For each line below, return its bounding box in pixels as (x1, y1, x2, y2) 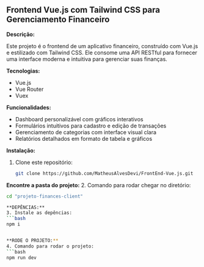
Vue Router (15, 85, 44, 93)
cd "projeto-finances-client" (6, 193, 84, 199)
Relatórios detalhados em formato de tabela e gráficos (15, 135, 153, 142)
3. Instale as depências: (6, 210, 72, 216)
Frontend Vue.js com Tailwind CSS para (6, 5, 161, 15)
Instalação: (6, 146, 35, 154)
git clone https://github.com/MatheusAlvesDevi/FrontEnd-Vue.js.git (15, 170, 194, 176)
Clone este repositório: (15, 158, 73, 166)
